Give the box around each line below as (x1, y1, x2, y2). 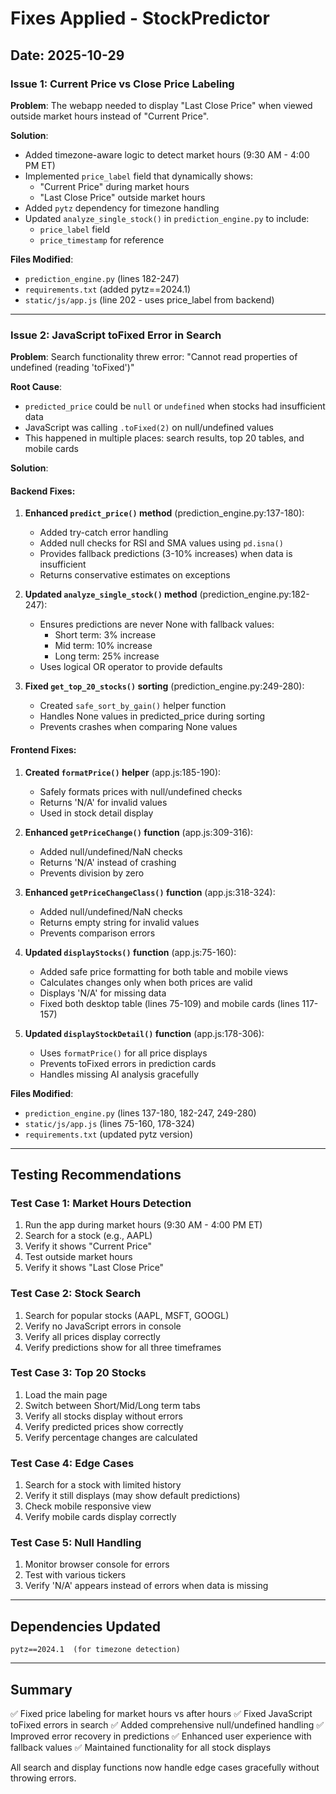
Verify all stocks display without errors (24, 1410, 183, 1422)
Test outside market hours (24, 1251, 133, 1263)
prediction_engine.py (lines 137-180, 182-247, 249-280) (24, 1107, 257, 1119)
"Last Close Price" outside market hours (39, 191, 206, 203)
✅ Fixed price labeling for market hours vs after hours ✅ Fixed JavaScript (10, 1708, 313, 1720)
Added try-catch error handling (39, 527, 169, 539)
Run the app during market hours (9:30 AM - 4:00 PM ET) (24, 1219, 263, 1231)
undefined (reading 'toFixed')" (10, 362, 135, 374)
